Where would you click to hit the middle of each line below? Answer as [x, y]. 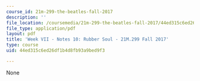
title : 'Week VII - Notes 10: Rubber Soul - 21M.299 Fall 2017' [87, 39]
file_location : [25, 23]
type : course [22, 45]
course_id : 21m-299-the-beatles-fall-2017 [60, 12]
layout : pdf [21, 34]
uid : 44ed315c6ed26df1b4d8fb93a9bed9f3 [56, 51]
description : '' [26, 17]
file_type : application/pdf [41, 28]
